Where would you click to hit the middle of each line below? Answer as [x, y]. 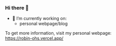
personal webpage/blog [44, 23]
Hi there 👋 [17, 8]
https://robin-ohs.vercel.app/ [34, 38]
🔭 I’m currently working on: [39, 19]
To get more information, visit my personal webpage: [58, 33]
